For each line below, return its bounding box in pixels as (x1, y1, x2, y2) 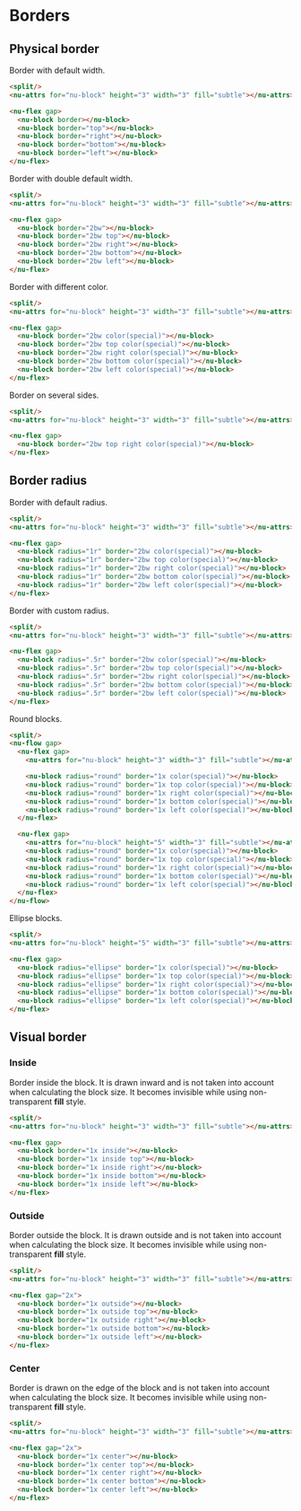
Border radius (9, 473, 88, 488)
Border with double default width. (9, 172, 133, 184)
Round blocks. (9, 713, 63, 724)
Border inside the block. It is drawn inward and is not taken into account (9, 1076, 275, 1087)
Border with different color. (9, 281, 109, 292)
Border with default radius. (9, 496, 107, 507)
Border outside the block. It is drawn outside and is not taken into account (9, 1229, 282, 1240)
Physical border (9, 41, 100, 57)
